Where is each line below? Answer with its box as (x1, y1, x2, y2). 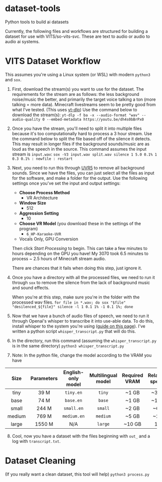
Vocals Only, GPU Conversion (19, 236, 79, 242)
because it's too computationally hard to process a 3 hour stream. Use (12, 130, 152, 136)
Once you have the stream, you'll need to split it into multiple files (12, 125, 142, 131)
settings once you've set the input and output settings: (12, 180, 121, 186)
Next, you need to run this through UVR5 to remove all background (12, 165, 145, 171)
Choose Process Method (19, 189, 70, 195)
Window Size (19, 200, 47, 206)
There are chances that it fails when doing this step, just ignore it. (12, 265, 142, 271)
